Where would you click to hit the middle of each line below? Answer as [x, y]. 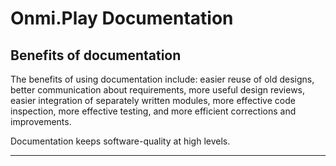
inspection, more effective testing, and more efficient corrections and [153, 111]
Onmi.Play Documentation [122, 18]
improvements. [41, 121]
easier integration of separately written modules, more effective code [153, 100]
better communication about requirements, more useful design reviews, [158, 90]
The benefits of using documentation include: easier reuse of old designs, [162, 79]
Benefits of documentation [96, 55]
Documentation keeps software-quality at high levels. [120, 141]
